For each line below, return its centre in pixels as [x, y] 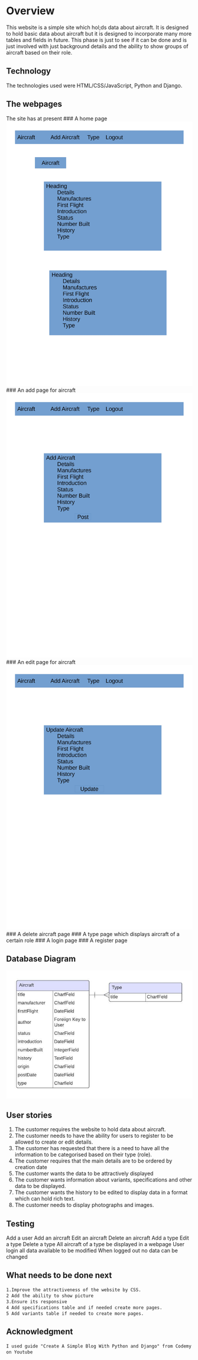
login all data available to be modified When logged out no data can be [92, 1250]
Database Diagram [41, 959]
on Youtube [20, 1352]
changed [17, 1257]
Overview [30, 11]
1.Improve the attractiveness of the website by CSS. [74, 1290]
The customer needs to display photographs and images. [84, 1205]
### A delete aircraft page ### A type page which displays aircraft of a [93, 934]
